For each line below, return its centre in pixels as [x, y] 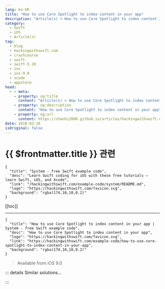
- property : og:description [42, 105]
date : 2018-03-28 [23, 123]
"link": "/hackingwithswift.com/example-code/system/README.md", [78, 184]
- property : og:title [36, 96]
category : [15, 23]
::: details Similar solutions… [33, 273]
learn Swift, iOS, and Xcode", [37, 180]
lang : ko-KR [17, 10]
